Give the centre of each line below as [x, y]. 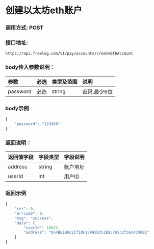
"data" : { [25, 223]
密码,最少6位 [98, 91]
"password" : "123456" [37, 124]
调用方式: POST [24, 28]
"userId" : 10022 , [42, 228]
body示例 [17, 108]
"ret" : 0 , [25, 209]
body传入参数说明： [30, 67]
